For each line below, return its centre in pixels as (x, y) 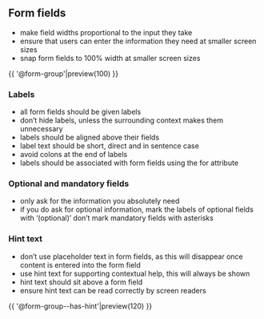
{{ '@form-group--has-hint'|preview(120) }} (80, 306)
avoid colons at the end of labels (74, 155)
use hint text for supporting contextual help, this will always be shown (135, 273)
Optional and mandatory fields (69, 184)
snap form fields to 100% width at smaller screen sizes (110, 58)
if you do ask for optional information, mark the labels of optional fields (136, 210)
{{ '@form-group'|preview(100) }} (64, 73)
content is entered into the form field (80, 264)
